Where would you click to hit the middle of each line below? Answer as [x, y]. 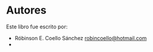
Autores [26, 10]
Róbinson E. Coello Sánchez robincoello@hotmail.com [81, 38]
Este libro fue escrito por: [37, 27]
